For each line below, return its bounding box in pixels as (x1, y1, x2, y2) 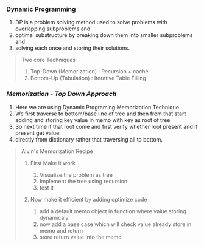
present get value (15, 129, 60, 137)
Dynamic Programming (6, 5, 76, 13)
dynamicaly (39, 214, 69, 221)
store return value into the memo (39, 233, 122, 241)
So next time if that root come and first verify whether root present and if (15, 123, 198, 130)
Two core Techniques (21, 56, 76, 64)
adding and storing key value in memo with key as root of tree (15, 116, 171, 123)
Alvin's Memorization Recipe (21, 148, 93, 155)
